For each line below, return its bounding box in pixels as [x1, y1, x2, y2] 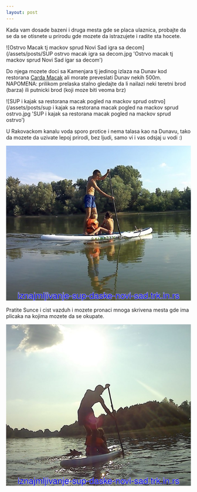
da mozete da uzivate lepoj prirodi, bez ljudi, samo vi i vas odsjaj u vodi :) [6, 134, 183, 141]
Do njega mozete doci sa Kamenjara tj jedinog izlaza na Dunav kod [6, 67, 167, 74]
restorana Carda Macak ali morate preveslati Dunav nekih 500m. [6, 74, 162, 81]
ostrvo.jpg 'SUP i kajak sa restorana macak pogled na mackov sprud [6, 110, 171, 117]
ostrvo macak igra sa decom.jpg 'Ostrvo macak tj [54, 50, 174, 57]
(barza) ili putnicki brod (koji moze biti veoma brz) [6, 86, 126, 93]
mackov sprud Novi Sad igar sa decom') [6, 56, 103, 63]
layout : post [6, 9, 38, 15]
